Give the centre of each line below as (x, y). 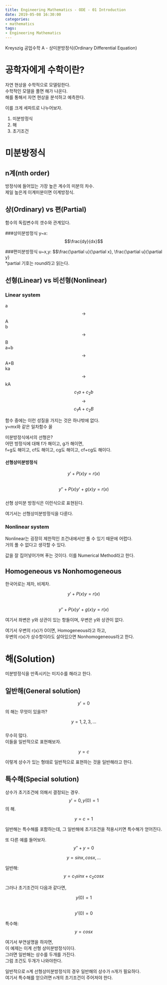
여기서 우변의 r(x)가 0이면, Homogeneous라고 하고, (56, 630)
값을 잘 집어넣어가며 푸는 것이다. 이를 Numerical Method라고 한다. (70, 555)
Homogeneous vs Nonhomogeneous (64, 571)
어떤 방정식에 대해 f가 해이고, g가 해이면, (44, 443)
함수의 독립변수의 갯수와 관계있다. (38, 222)
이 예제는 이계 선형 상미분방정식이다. (40, 948)
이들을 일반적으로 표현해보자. (33, 742)
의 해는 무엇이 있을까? (26, 712)
